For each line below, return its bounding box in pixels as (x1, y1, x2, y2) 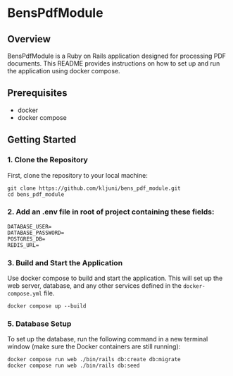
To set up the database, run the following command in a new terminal (7, 335, 208, 344)
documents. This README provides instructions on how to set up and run (7, 59, 220, 68)
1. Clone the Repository (7, 155, 88, 165)
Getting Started (7, 134, 77, 146)
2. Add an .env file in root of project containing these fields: (7, 207, 215, 217)
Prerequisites (7, 87, 68, 99)
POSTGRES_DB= (7, 235, 46, 243)
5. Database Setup (7, 319, 72, 329)
